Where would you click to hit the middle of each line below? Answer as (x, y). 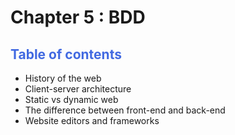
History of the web (63, 78)
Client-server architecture (78, 89)
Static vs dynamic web (71, 99)
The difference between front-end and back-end (125, 110)
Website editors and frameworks (92, 120)
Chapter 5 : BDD (78, 17)
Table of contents (66, 54)
